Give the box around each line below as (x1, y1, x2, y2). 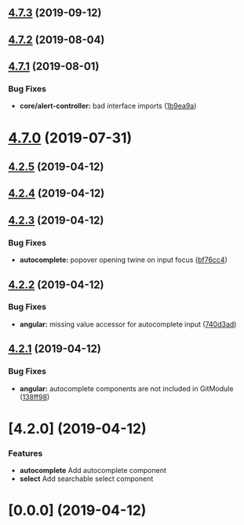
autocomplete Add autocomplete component (19, 465, 166, 475)
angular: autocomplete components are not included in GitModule (19, 383, 234, 393)
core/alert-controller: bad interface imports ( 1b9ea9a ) (19, 102, 197, 111)
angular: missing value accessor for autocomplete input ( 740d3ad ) (19, 319, 237, 329)
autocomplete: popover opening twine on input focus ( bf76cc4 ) (19, 255, 228, 264)
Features (8, 448, 43, 459)
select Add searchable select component (19, 474, 154, 483)
